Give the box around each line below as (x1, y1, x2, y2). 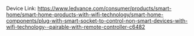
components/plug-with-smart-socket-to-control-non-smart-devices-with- (6, 17, 188, 24)
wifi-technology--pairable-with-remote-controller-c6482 (6, 23, 145, 30)
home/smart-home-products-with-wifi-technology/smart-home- (6, 11, 164, 18)
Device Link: (6, 5, 37, 12)
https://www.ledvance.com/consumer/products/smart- (37, 5, 172, 12)
